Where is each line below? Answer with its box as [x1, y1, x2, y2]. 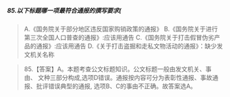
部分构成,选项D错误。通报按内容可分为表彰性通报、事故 [56, 73, 213, 81]
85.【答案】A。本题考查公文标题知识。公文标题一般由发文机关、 [23, 65, 206, 73]
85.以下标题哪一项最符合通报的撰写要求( [7, 6, 122, 14]
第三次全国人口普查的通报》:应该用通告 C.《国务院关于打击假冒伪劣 [23, 33, 215, 41]
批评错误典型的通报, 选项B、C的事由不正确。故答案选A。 [36, 82, 197, 90]
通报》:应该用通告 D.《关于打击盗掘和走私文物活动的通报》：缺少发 [36, 42, 223, 50]
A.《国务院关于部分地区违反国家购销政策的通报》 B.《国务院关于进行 [23, 25, 218, 33]
